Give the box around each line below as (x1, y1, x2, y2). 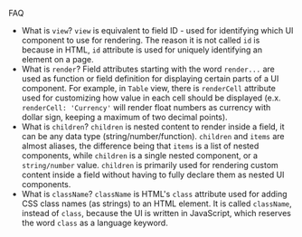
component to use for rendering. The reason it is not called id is (21, 35, 260, 45)
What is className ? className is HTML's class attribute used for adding (21, 189, 288, 199)
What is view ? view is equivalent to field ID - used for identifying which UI (21, 25, 294, 35)
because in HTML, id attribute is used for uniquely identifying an (21, 44, 263, 55)
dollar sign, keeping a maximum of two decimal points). (21, 112, 228, 122)
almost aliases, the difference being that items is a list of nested (21, 140, 260, 151)
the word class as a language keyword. (21, 217, 168, 228)
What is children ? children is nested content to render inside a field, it (21, 121, 286, 132)
